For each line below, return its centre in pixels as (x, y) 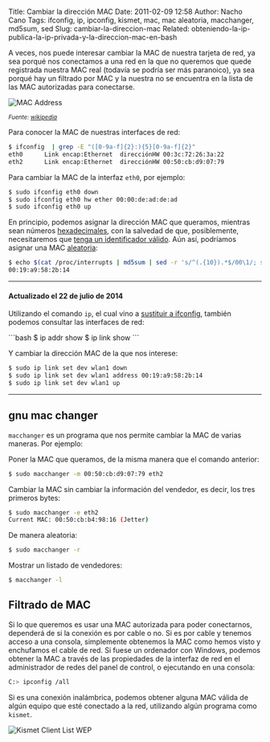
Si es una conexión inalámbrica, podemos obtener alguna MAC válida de (129, 697)
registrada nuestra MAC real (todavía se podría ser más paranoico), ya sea (132, 70)
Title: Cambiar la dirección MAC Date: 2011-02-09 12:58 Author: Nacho (125, 12)
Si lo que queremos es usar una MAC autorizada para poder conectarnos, (130, 624)
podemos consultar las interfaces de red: (76, 322)
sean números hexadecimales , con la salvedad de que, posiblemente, (124, 231)
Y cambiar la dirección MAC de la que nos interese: (93, 354)
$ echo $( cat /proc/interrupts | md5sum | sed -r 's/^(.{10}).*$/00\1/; (133, 263)
